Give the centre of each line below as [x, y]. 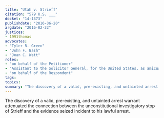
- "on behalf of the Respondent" [39, 73]
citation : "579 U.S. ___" [31, 14]
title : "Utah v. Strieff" [31, 10]
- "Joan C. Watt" [23, 55]
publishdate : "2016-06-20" [32, 23]
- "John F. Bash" [23, 50]
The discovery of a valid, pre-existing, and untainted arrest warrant [72, 100]
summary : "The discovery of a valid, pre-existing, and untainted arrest [82, 87]
